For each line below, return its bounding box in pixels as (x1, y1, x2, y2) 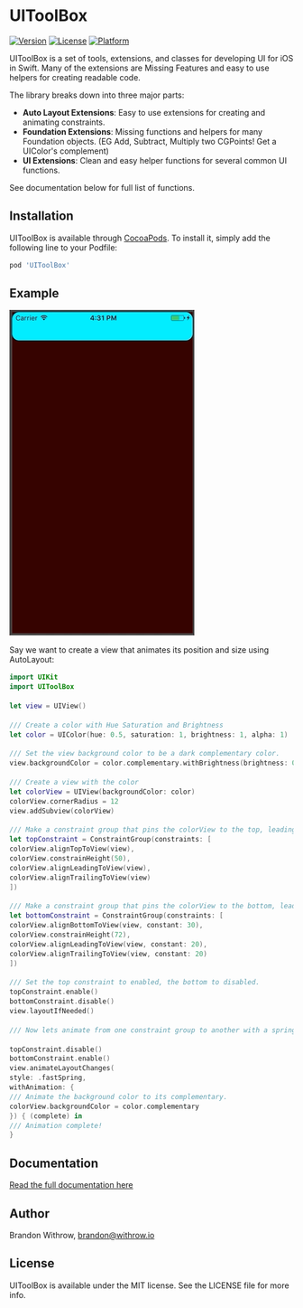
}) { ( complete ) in (9, 1111, 83, 1121)
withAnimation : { (9, 1083, 75, 1092)
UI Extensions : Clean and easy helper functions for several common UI (22, 155, 287, 165)
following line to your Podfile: (9, 241, 118, 253)
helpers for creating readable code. (9, 71, 142, 82)
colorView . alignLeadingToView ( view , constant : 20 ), (9, 939, 207, 949)
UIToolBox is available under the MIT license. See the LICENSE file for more (9, 1280, 290, 1291)
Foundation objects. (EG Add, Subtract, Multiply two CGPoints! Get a (22, 136, 277, 146)
